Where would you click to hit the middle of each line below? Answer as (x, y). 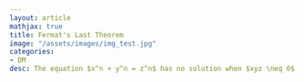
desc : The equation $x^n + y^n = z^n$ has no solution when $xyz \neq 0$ (152, 69)
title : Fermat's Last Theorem (67, 35)
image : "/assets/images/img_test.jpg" (83, 43)
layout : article (40, 18)
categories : (32, 52)
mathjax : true (36, 26)
